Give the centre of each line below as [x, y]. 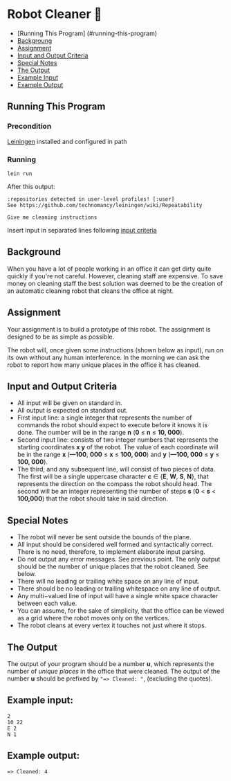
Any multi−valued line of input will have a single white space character [118, 596]
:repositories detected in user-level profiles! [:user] [91, 199]
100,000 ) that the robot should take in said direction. [92, 499]
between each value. [47, 603]
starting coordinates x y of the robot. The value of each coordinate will [118, 447]
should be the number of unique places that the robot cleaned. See [113, 566]
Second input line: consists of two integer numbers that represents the [118, 440]
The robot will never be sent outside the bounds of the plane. [104, 537]
